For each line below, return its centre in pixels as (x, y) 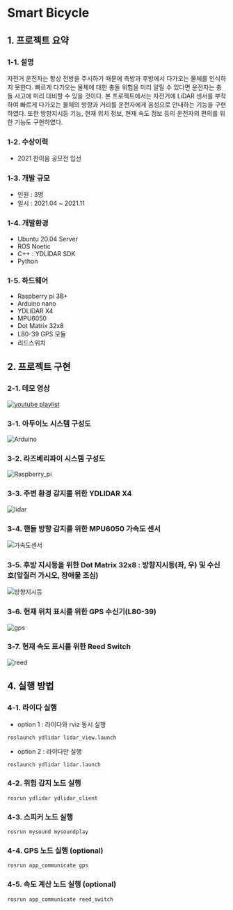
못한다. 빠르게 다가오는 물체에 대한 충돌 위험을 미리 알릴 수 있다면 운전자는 (114, 87)
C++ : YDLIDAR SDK (46, 253)
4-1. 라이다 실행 (32, 708)
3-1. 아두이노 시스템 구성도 (49, 424)
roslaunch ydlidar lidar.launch (54, 764)
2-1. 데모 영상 (29, 389)
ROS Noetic (34, 246)
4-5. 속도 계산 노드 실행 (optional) (62, 884)
